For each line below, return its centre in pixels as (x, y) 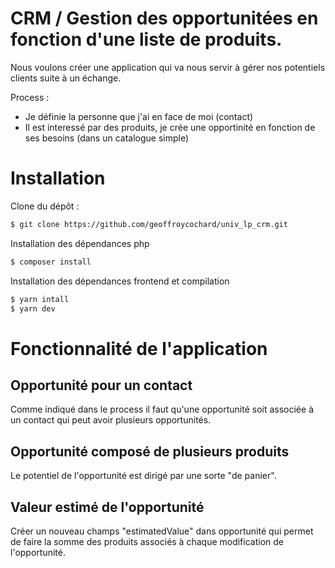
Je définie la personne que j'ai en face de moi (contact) (139, 116)
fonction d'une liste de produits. (146, 39)
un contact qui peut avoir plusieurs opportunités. (111, 420)
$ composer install (51, 262)
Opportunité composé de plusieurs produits (150, 451)
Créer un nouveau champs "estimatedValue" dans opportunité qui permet (162, 531)
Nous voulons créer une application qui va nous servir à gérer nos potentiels (168, 67)
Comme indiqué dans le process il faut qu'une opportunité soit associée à (162, 409)
